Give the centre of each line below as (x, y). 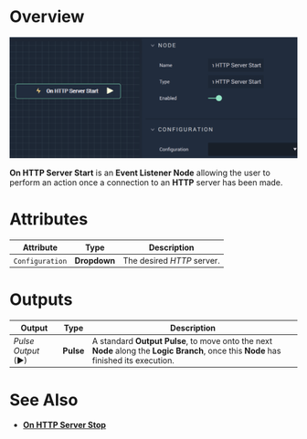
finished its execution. (133, 360)
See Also (44, 400)
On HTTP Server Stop (64, 425)
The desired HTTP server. (172, 260)
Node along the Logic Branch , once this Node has (186, 350)
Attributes (49, 219)
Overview (47, 17)
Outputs (41, 300)
